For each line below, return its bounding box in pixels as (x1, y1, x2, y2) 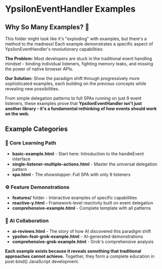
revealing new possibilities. (5, 86, 60, 91)
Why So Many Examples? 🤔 (5, 23, 89, 31)
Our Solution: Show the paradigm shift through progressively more (5, 76, 140, 81)
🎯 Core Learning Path (5, 140, 57, 146)
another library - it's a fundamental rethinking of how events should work (5, 106, 157, 111)
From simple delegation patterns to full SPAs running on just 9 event (5, 95, 142, 101)
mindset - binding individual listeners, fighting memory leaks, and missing (5, 61, 154, 66)
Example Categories (5, 125, 68, 133)
